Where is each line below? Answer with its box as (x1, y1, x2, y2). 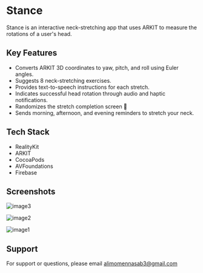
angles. (15, 71, 34, 78)
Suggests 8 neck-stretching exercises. (15, 77, 111, 84)
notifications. (15, 96, 48, 103)
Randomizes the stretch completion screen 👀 (15, 103, 127, 110)
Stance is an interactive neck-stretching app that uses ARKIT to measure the (6, 24, 197, 31)
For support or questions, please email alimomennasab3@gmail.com (6, 260, 178, 268)
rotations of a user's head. (6, 30, 72, 37)
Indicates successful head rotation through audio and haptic (15, 89, 165, 97)
